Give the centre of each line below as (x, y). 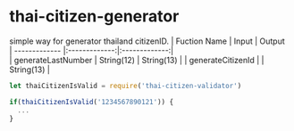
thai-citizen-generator (94, 16)
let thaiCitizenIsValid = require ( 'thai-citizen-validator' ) (126, 86)
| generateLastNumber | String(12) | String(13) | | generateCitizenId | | (137, 60)
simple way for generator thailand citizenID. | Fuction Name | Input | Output (147, 41)
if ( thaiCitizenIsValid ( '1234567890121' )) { (92, 102)
